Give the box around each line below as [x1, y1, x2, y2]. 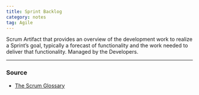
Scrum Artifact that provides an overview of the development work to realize [6, 36, 192, 43]
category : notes [6, 14, 46, 20]
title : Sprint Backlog [6, 8, 62, 15]
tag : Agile [6, 19, 33, 25]
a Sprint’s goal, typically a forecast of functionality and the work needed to [6, 42, 188, 49]
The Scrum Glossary [14, 82, 65, 89]
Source [6, 68, 28, 77]
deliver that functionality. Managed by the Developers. [6, 48, 139, 55]
